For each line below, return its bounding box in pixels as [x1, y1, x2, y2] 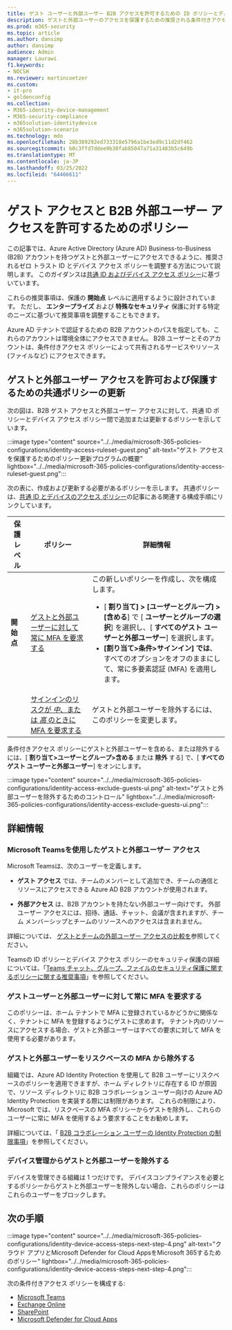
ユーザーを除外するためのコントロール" [12, 793, 126, 801]
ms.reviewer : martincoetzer [7, 74, 88, 82]
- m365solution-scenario [7, 126, 79, 133]
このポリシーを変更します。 [92, 716, 182, 725]
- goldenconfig [7, 94, 51, 101]
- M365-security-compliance [7, 113, 88, 120]
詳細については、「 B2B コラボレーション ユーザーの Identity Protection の [7, 1129, 215, 1137]
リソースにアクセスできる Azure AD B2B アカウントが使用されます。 [17, 885, 211, 893]
